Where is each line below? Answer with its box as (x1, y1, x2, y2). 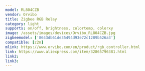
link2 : (5, 53, 19, 59)
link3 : (5, 58, 19, 63)
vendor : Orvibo (5, 12, 37, 17)
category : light (5, 21, 39, 26)
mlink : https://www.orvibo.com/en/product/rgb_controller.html (5, 44, 140, 49)
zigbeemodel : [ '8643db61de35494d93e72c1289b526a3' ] (5, 35, 115, 40)
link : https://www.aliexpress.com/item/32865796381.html (5, 49, 127, 54)
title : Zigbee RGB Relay (5, 16, 57, 21)
